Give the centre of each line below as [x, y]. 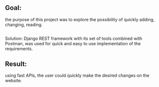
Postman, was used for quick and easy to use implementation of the [73, 44]
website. [14, 81]
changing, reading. [24, 25]
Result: [16, 64]
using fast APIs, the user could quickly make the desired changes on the [77, 75]
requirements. [19, 49]
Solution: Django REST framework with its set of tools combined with [74, 38]
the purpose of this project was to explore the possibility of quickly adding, [80, 19]
